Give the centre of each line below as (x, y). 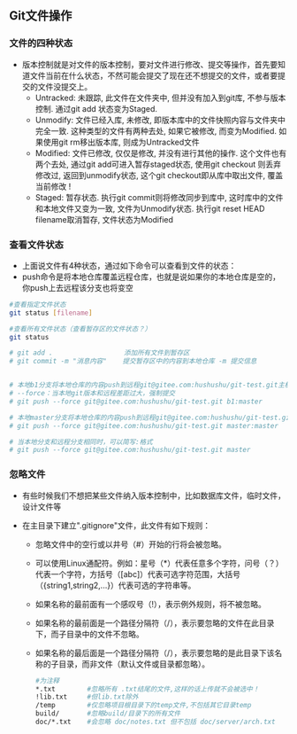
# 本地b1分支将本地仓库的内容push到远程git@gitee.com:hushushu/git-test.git (144, 385)
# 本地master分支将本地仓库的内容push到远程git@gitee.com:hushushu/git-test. (146, 418)
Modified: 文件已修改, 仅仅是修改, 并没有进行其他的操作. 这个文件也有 (161, 152)
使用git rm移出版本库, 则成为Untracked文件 (122, 142)
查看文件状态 (37, 245)
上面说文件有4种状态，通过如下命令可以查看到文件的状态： (129, 265)
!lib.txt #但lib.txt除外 (87, 697)
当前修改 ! (53, 186)
